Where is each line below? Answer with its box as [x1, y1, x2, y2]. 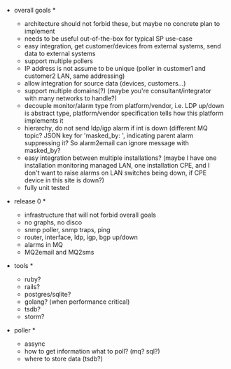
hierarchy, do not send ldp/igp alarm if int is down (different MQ [24, 124, 208, 132]
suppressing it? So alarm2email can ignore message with [24, 139, 189, 147]
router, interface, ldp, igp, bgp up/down [24, 233, 139, 241]
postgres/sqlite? [24, 290, 71, 298]
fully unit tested [24, 184, 70, 192]
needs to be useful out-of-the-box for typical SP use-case [24, 34, 192, 43]
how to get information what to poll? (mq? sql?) [24, 347, 160, 355]
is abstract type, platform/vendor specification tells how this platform [24, 109, 224, 117]
